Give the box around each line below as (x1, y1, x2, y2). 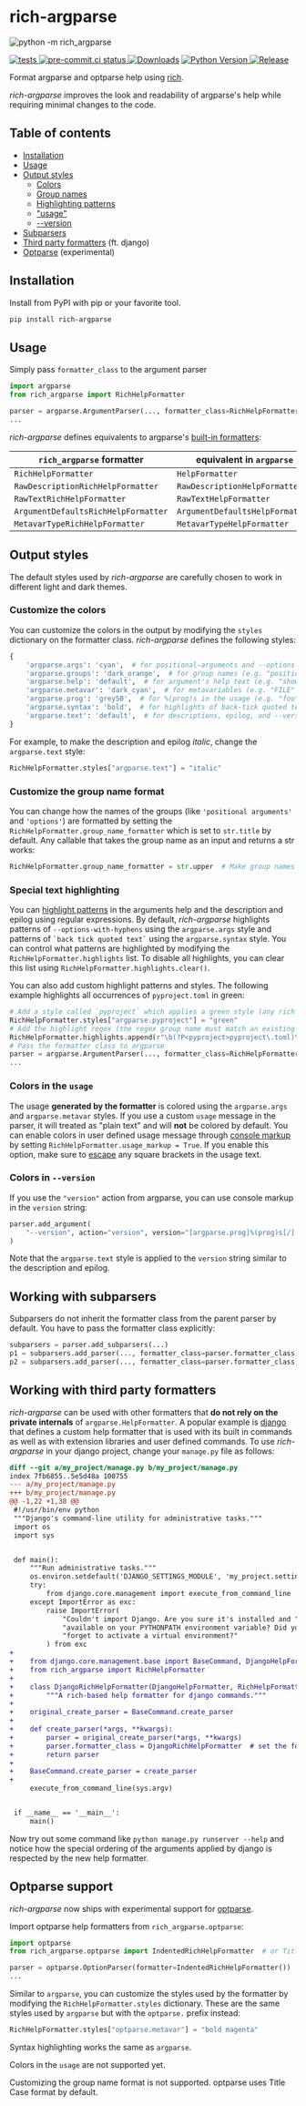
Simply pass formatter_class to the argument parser (9, 364, 208, 375)
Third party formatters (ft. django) (22, 237, 150, 248)
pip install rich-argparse (9, 314, 112, 324)
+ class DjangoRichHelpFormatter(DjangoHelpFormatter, (9, 1682, 234, 1692)
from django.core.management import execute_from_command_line (46, 1590, 291, 1599)
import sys (13, 1530, 55, 1540)
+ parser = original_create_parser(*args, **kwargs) (9, 1733, 243, 1742)
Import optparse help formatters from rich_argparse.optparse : (9, 1920, 244, 1932)
